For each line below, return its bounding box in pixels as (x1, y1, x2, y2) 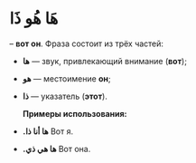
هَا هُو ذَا (9, 8, 59, 29)
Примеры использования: (22, 108, 128, 119)
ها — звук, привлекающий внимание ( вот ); (22, 55, 188, 66)
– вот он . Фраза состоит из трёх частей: (9, 38, 164, 49)
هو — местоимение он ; (22, 72, 111, 84)
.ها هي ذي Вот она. (22, 143, 91, 154)
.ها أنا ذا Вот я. (22, 126, 74, 137)
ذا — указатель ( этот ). (22, 91, 108, 101)
